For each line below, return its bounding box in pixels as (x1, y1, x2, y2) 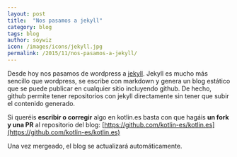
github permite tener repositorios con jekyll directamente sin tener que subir (7, 91, 230, 100)
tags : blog (7, 30, 40, 37)
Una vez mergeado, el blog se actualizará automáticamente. (7, 141, 183, 150)
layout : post (7, 10, 46, 18)
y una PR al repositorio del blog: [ (7, 120, 105, 129)
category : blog (7, 23, 52, 30)
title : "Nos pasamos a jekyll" (7, 17, 103, 24)
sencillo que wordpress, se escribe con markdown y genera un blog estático (7, 76, 231, 85)
